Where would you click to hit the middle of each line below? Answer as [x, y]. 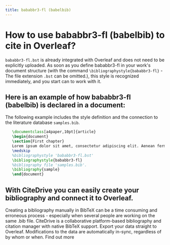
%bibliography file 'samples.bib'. [49, 165]
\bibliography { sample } [36, 170]
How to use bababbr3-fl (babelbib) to [85, 35]
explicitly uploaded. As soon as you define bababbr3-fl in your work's [78, 65]
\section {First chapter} [38, 141]
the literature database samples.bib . [42, 123]
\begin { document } [30, 137]
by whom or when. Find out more [40, 237]
